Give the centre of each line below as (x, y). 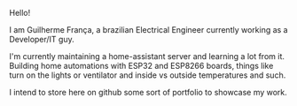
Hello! (20, 13)
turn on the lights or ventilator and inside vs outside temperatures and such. (148, 75)
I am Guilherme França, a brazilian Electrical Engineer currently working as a (148, 30)
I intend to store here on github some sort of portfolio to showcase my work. (148, 92)
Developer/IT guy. (42, 39)
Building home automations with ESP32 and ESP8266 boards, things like (141, 66)
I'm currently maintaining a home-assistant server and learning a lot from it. (147, 56)
